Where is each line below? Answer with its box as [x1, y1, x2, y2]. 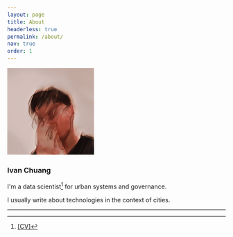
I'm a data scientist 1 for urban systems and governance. [7, 181, 167, 191]
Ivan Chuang [7, 165, 51, 175]
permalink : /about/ [7, 33, 64, 40]
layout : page [7, 11, 45, 18]
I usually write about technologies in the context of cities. [7, 195, 171, 204]
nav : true [7, 40, 36, 48]
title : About [7, 18, 45, 26]
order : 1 [7, 48, 33, 55]
